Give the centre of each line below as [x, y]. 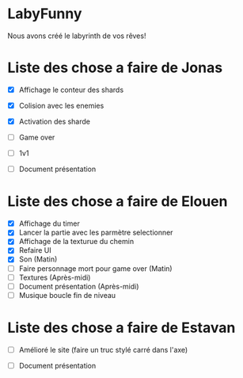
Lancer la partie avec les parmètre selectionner [96, 233]
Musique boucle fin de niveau [67, 295]
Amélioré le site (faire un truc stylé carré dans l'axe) [103, 349]
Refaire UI [35, 250]
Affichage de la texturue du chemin [76, 242]
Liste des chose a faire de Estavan [121, 328]
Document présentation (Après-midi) [79, 286]
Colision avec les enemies [61, 105]
